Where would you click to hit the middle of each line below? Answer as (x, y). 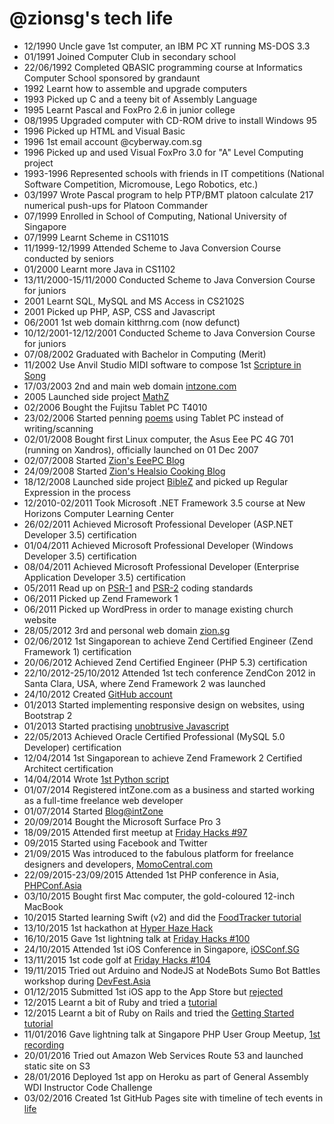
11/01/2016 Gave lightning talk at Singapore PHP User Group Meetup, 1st (172, 1034)
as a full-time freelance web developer (103, 800)
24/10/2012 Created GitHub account (98, 694)
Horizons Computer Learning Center (99, 513)
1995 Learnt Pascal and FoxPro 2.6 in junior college (129, 109)
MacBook (43, 906)
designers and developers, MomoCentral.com (118, 864)
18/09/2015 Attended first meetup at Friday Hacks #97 (135, 832)
